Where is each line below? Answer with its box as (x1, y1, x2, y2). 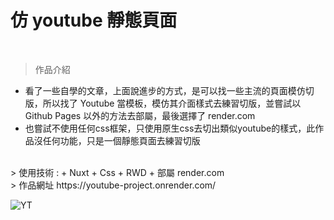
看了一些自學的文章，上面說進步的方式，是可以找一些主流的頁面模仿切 (24, 84, 315, 96)
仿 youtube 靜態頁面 (10, 9, 178, 32)
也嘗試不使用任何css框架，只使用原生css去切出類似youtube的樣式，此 (24, 122, 316, 134)
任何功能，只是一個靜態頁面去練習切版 (42, 134, 201, 146)
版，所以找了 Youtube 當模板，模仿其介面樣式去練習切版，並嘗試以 (24, 97, 302, 109)
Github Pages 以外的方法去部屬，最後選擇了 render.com (24, 109, 256, 121)
